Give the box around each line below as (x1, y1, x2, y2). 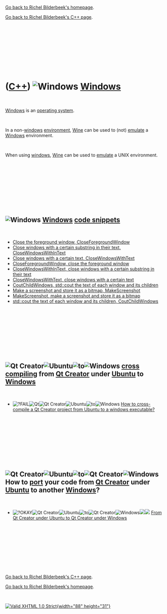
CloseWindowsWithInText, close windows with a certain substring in (12, 266, 155, 272)
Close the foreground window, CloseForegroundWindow (12, 239, 130, 245)
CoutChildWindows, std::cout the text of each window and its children (12, 282, 158, 288)
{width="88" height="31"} (56, 603, 111, 609)
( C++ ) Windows (5, 81, 121, 93)
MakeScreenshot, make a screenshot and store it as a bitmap (12, 293, 141, 299)
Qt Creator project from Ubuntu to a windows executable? (34, 406, 155, 412)
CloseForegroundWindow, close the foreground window (12, 260, 130, 266)
